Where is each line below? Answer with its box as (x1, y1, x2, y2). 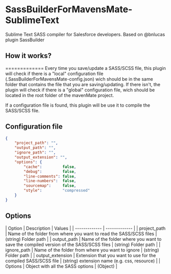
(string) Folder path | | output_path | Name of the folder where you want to (5, 236, 162, 242)
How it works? (5, 52, 52, 60)
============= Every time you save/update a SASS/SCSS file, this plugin (5, 65, 166, 71)
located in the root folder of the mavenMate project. (5, 92, 114, 98)
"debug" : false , (23, 169, 77, 174)
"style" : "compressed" (23, 188, 90, 193)
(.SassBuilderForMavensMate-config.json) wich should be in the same (5, 76, 153, 82)
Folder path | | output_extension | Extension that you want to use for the (5, 252, 156, 258)
